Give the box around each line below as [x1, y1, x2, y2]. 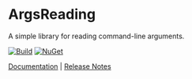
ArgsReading [8, 5, 96, 23]
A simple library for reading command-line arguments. [8, 31, 185, 41]
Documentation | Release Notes [8, 61, 112, 71]
